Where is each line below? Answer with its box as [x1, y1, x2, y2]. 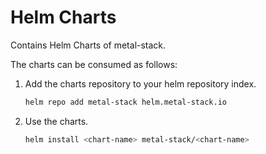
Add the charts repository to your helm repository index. [24, 77, 257, 90]
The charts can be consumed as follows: [10, 58, 178, 70]
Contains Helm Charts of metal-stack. [10, 39, 167, 51]
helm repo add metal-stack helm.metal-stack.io [24, 97, 227, 107]
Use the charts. [24, 115, 89, 127]
